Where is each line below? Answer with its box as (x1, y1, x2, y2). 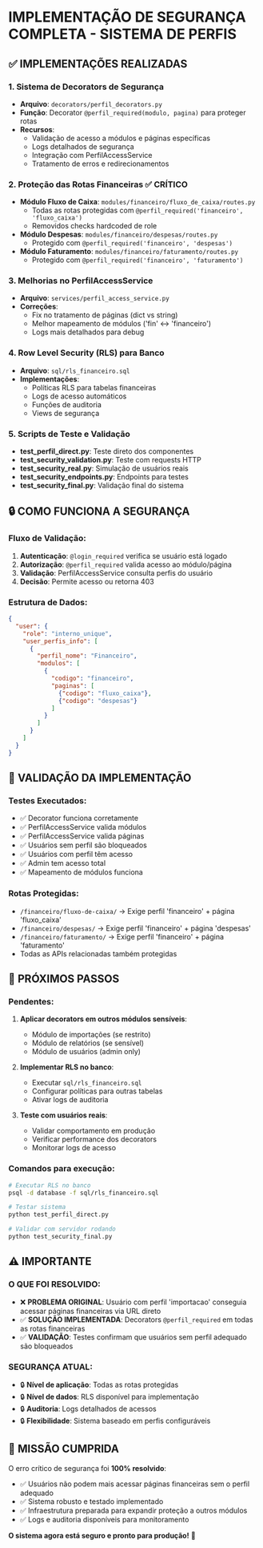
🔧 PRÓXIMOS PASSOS (8, 972, 120, 986)
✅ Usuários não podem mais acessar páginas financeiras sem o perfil (19, 1479, 250, 1489)
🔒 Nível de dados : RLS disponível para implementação (19, 1392, 200, 1401)
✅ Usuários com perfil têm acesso (19, 850, 133, 859)
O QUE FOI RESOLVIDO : (8, 1279, 102, 1290)
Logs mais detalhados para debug (31, 327, 145, 337)
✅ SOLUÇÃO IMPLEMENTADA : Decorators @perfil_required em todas (19, 1315, 253, 1324)
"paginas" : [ (50, 681, 94, 689)
